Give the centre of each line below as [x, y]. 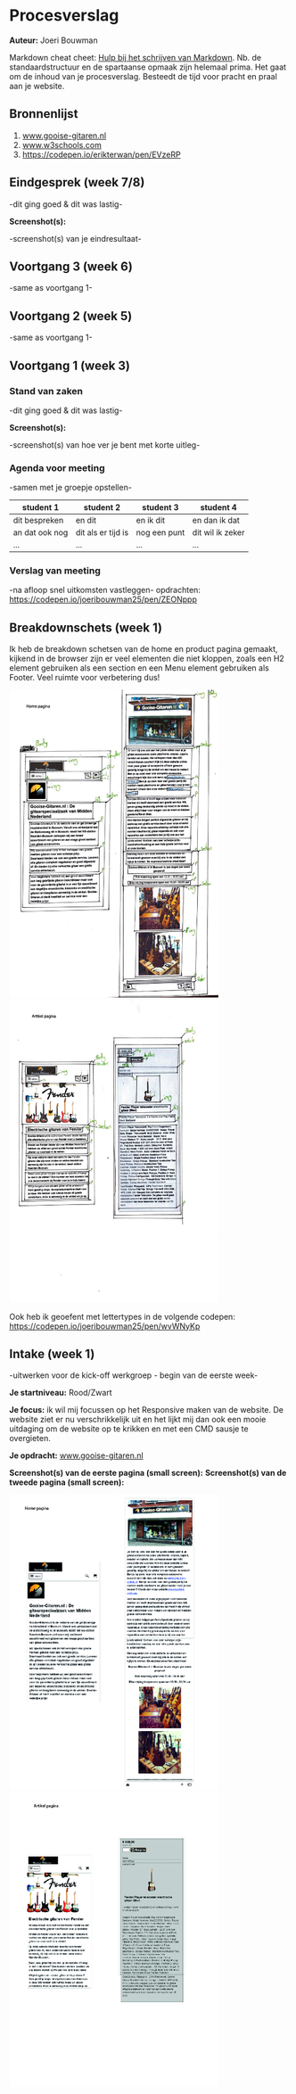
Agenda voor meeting [57, 467]
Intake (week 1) [52, 1354]
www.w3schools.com [62, 144]
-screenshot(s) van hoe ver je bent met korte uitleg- [105, 445]
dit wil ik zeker [218, 532]
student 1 [41, 507]
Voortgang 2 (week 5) [71, 316]
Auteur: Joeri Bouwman [53, 40]
